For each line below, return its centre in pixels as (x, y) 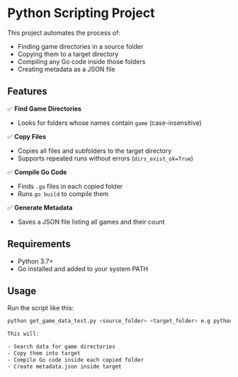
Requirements (39, 244)
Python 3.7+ (35, 261)
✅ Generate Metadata (40, 207)
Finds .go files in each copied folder (70, 186)
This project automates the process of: (64, 33)
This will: (23, 334)
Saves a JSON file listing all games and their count (91, 222)
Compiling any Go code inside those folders (81, 61)
